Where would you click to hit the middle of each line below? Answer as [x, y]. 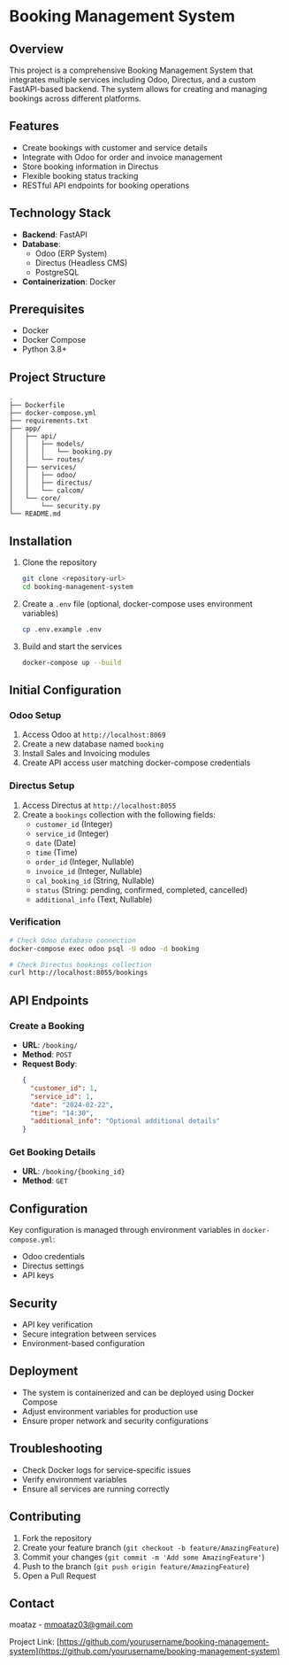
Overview [37, 49]
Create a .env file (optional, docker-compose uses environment [137, 603]
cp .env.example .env [61, 629]
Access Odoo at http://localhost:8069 [94, 735]
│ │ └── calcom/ [47, 491]
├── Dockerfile [37, 406]
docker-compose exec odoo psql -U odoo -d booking [104, 949]
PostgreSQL [57, 272]
